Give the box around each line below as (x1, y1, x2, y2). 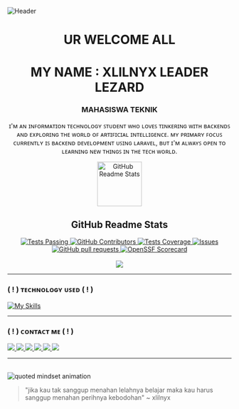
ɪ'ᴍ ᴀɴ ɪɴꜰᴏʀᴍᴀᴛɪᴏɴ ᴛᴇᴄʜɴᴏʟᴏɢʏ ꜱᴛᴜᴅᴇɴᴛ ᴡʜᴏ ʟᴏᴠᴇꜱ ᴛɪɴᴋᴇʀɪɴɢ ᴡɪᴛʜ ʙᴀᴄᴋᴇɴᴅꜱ (9, 121, 230, 130)
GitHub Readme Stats (70, 219, 169, 231)
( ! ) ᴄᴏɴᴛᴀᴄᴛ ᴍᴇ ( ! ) (7, 326, 74, 336)
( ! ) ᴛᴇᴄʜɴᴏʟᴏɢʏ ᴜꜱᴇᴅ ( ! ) (7, 285, 94, 295)
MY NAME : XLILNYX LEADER (31, 64, 208, 81)
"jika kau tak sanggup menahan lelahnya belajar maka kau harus (24, 385, 213, 395)
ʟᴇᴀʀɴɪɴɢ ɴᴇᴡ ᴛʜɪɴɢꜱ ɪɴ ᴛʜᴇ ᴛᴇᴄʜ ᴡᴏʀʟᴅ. (61, 147, 178, 155)
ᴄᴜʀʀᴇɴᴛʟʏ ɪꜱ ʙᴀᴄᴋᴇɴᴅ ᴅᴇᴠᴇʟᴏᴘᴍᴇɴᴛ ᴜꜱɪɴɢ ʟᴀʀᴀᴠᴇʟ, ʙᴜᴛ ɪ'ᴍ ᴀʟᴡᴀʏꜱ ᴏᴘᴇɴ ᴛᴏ (13, 138, 226, 147)
